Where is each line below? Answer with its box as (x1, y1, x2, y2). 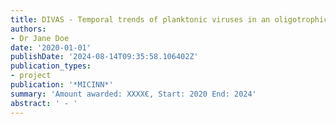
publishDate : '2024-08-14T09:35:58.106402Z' (10, 52, 199, 62)
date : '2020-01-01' (10, 42, 92, 53)
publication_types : (10, 61, 92, 71)
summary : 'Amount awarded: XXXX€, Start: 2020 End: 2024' (10, 89, 257, 99)
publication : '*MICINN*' (10, 80, 114, 90)
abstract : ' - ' (10, 98, 78, 108)
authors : (10, 24, 47, 34)
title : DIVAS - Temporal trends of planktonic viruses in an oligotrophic (10, 14, 329, 25)
